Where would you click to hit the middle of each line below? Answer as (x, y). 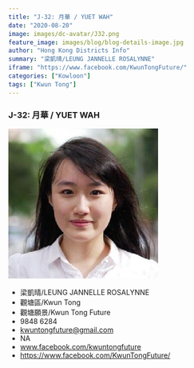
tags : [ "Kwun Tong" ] (43, 84)
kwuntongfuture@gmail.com (67, 330)
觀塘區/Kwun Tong (50, 302)
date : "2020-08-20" (41, 25)
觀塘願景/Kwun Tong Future (65, 312)
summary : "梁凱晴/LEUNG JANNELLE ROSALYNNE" (82, 59)
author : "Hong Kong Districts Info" (69, 51)
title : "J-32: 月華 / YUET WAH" (61, 17)
